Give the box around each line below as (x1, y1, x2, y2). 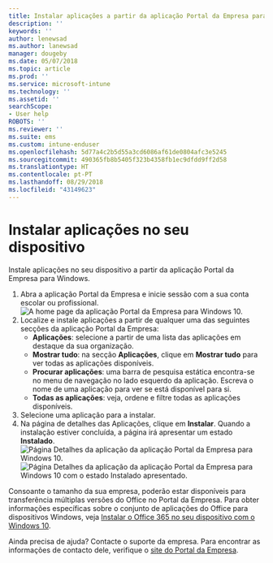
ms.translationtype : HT (8, 163, 89, 171)
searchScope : (8, 102, 53, 110)
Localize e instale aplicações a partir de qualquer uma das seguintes (19, 314, 250, 325)
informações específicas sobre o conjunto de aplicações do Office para (8, 503, 249, 513)
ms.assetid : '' (8, 95, 60, 103)
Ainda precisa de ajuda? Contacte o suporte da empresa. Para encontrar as (8, 536, 261, 546)
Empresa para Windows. (8, 273, 91, 283)
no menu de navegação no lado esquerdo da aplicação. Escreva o (32, 375, 254, 385)
